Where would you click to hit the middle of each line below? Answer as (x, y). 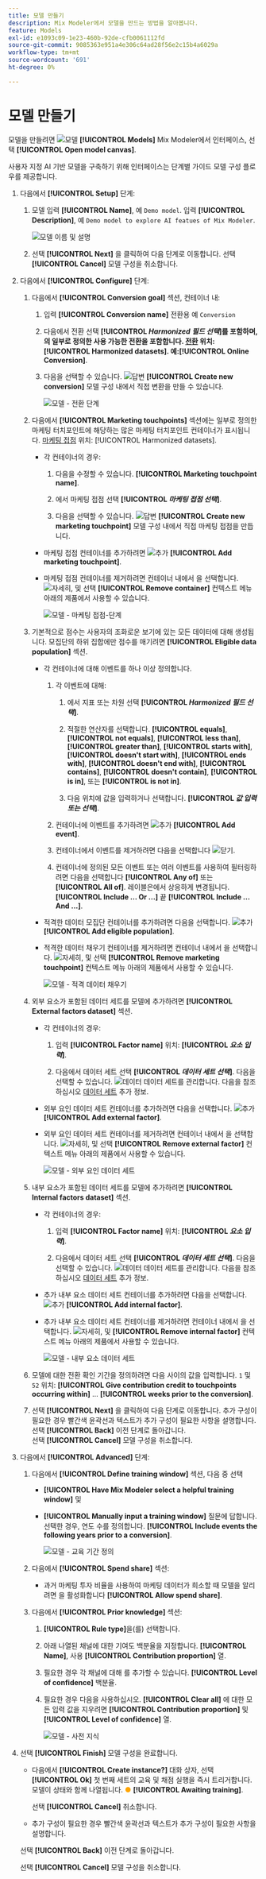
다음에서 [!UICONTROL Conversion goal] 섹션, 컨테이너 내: (126, 297)
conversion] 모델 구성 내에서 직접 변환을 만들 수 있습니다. (133, 386)
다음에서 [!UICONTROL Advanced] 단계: (85, 1457)
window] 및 (62, 1499)
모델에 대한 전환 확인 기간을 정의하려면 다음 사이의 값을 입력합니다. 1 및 (141, 1374)
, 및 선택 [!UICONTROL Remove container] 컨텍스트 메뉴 (162, 588)
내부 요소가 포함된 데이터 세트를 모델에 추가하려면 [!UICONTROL (132, 1187)
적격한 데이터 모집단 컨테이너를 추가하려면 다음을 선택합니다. (137, 922)
